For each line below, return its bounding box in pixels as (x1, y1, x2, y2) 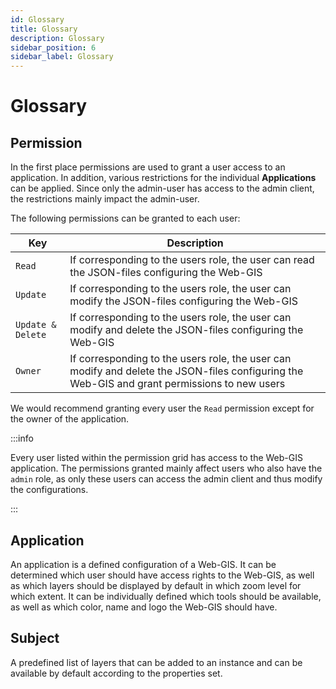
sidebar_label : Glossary (10, 52, 114, 62)
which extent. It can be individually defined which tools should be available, (10, 590, 322, 602)
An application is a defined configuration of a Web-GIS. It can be (10, 558, 277, 570)
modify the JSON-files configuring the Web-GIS (69, 294, 298, 308)
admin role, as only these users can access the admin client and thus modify (10, 473, 323, 485)
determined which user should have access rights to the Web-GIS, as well (10, 569, 315, 581)
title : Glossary (10, 24, 78, 34)
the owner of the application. (10, 413, 130, 425)
